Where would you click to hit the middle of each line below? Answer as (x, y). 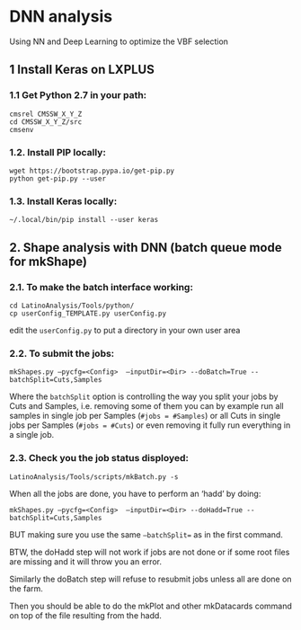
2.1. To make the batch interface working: (101, 287)
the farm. (26, 588)
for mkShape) (49, 261)
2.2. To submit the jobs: (62, 353)
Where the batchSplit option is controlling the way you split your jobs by (144, 396)
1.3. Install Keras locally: (63, 201)
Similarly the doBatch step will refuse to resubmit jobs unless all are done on (150, 579)
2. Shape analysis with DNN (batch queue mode (146, 248)
